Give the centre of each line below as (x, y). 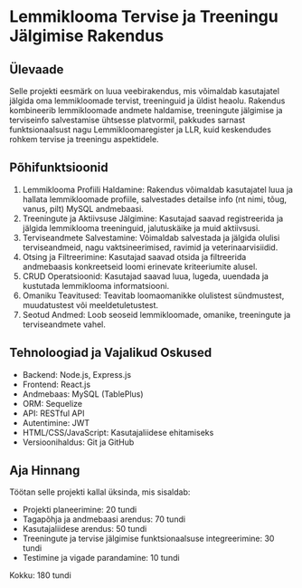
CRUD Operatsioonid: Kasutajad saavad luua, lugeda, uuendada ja (146, 276)
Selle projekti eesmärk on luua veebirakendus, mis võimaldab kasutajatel (145, 91)
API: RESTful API (53, 413)
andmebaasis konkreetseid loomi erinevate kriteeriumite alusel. (140, 266)
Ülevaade (37, 69)
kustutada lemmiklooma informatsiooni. (96, 285)
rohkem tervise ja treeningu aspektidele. (85, 139)
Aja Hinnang (45, 471)
